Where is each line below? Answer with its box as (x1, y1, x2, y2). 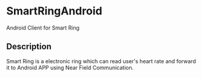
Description (6, 42, 52, 52)
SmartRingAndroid (6, 4, 103, 18)
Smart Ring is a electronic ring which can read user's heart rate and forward (6, 57, 196, 64)
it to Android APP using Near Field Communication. (6, 64, 134, 71)
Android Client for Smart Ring (6, 24, 80, 31)
